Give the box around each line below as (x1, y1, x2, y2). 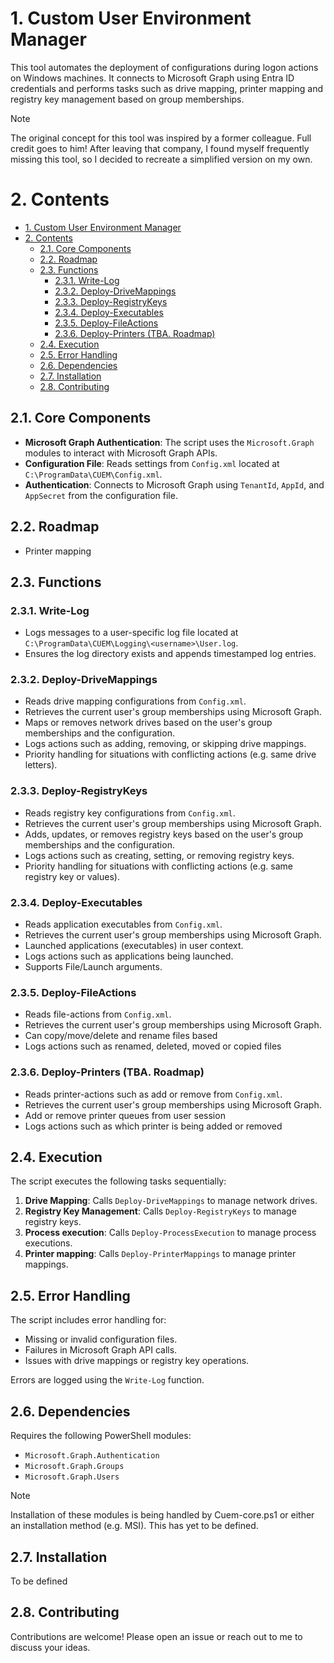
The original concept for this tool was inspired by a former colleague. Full (10, 132, 312, 144)
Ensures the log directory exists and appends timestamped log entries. (24, 648, 317, 660)
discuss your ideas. (10, 1641, 91, 1653)
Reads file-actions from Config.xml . (24, 1008, 172, 1021)
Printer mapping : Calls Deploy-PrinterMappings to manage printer (24, 1248, 297, 1260)
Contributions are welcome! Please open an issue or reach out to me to (10, 1630, 303, 1642)
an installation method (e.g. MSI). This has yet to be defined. (10, 1520, 259, 1532)
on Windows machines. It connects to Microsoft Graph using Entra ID (10, 72, 295, 84)
